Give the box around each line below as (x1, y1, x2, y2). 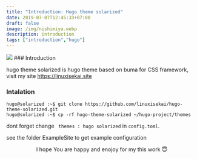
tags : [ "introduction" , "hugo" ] (6, 37, 85, 43)
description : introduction (6, 31, 75, 37)
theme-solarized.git (6, 106, 59, 112)
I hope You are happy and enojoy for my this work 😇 (36, 146, 168, 153)
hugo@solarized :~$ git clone (6, 101, 83, 108)
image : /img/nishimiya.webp (6, 25, 78, 32)
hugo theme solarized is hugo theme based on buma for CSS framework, (6, 66, 189, 73)
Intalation (6, 87, 35, 96)
